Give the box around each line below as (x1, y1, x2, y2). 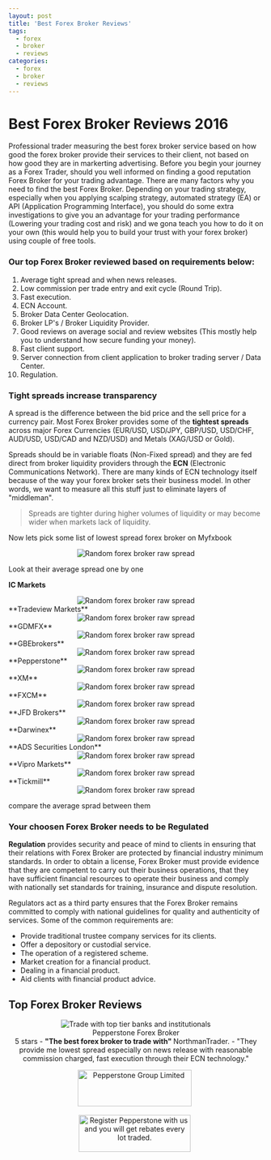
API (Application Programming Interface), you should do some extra (8, 202, 235, 212)
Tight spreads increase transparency (8, 390, 158, 401)
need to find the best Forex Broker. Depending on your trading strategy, (8, 184, 247, 195)
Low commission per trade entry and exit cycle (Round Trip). (19, 283, 222, 293)
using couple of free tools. (8, 236, 96, 246)
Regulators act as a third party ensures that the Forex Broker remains (8, 898, 239, 908)
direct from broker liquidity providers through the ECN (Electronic (8, 459, 227, 469)
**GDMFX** (8, 622, 53, 631)
